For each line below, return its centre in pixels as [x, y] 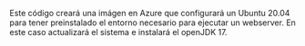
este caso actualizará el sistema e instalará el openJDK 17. [118, 32]
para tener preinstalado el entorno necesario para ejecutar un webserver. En [152, 23]
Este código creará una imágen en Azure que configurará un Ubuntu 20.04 [150, 13]
